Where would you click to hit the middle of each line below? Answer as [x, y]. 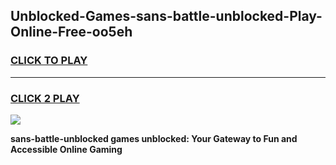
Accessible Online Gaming [66, 149]
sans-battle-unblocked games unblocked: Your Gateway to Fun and [154, 138]
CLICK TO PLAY [49, 61]
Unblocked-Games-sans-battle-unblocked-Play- [166, 16]
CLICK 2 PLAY [45, 98]
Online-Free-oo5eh [71, 32]
